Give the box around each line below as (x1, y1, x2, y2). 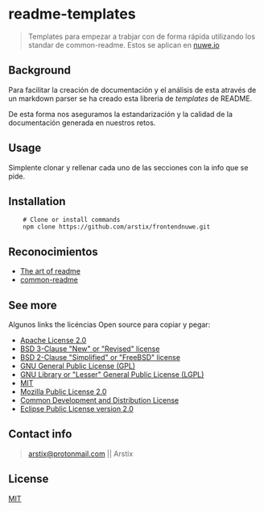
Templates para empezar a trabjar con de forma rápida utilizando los (27, 31, 256, 41)
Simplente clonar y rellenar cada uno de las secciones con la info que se (8, 162, 249, 172)
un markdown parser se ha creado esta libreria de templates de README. (8, 94, 253, 103)
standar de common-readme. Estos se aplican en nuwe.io (27, 40, 220, 49)
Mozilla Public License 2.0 (19, 387, 107, 396)
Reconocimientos (8, 245, 98, 258)
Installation (8, 195, 66, 208)
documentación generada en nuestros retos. (8, 118, 156, 128)
